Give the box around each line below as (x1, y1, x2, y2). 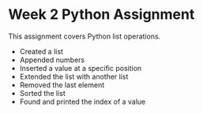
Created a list (19, 46, 63, 56)
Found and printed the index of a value (19, 97, 146, 106)
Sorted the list (19, 88, 66, 97)
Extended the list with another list (19, 72, 129, 81)
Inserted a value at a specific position (19, 63, 142, 72)
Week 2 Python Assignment (8, 6, 195, 24)
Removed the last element (19, 80, 105, 90)
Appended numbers (19, 55, 85, 64)
